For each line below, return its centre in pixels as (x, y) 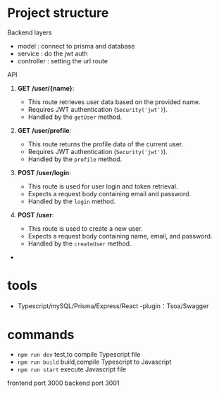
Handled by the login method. (72, 201)
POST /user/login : (44, 172)
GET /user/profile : (44, 130)
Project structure (58, 13)
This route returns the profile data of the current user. (106, 144)
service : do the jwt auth (52, 53)
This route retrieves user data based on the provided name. (114, 102)
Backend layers (30, 32)
